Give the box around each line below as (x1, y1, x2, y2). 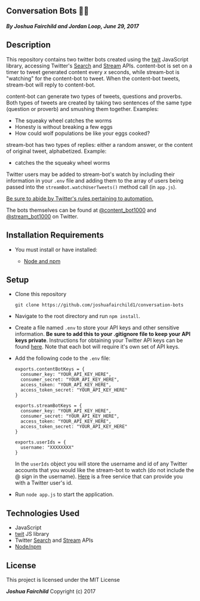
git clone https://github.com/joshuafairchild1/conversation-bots (14, 302, 184, 308)
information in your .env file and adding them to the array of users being (6, 177, 184, 184)
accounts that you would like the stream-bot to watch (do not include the (14, 467, 194, 474)
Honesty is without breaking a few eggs (14, 123, 113, 130)
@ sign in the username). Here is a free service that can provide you (14, 473, 183, 480)
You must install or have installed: (14, 246, 97, 253)
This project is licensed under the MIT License (6, 577, 121, 584)
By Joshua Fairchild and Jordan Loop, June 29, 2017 (6, 22, 139, 30)
